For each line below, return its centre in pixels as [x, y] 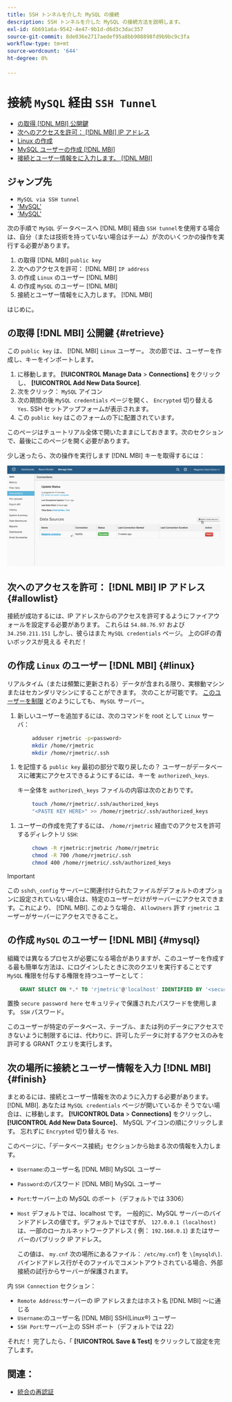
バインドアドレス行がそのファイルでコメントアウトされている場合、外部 [120, 1263]
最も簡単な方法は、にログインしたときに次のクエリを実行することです [113, 967]
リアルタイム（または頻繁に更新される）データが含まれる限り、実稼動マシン [116, 683]
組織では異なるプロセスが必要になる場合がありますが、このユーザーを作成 [113, 958]
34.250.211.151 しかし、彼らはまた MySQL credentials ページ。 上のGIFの [112, 633]
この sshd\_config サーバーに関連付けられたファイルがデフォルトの [103, 890]
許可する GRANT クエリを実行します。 [61, 1044]
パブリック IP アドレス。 [70, 1239]
